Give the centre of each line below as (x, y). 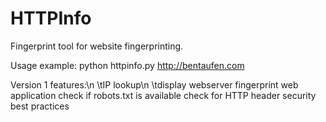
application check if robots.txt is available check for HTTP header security (163, 95)
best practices (40, 106)
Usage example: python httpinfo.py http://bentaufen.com (127, 65)
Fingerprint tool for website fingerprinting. (97, 46)
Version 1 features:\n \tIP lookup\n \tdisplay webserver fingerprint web (154, 84)
